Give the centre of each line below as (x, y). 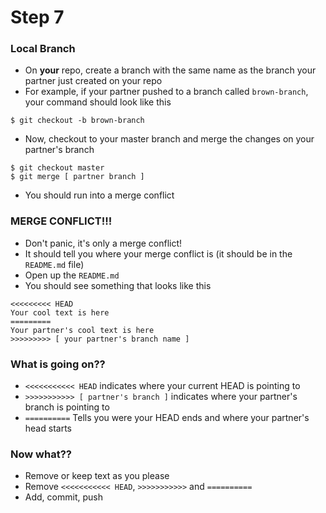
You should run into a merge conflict (99, 195)
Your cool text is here (60, 312)
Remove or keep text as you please (97, 476)
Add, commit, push (63, 497)
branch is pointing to (67, 407)
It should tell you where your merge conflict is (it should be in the (158, 253)
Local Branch (43, 49)
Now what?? (41, 454)
